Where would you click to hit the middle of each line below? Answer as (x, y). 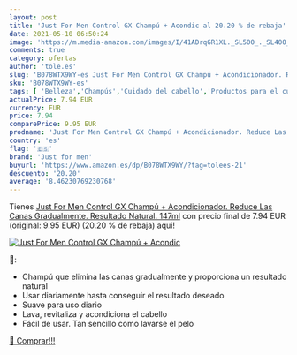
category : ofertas (43, 58)
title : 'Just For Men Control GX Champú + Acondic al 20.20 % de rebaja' (148, 26)
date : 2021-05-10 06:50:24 (59, 34)
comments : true (37, 50)
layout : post (33, 17)
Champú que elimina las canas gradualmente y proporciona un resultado (154, 277)
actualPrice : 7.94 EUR (51, 99)
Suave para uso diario (62, 305)
